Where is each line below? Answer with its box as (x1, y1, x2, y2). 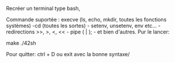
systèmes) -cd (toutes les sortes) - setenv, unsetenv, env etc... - (6, 23, 161, 29)
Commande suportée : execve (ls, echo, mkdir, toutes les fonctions (6, 16, 167, 23)
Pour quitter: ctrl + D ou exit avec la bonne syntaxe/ (6, 51, 130, 57)
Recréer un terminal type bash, (6, 5, 80, 12)
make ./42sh (6, 40, 36, 46)
